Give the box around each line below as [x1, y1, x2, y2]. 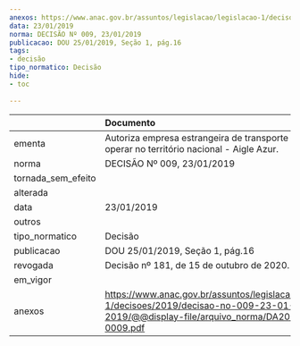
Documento [104, 116, 156, 129]
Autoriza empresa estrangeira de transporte [104, 131, 288, 144]
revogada [13, 258, 54, 271]
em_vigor [13, 274, 52, 286]
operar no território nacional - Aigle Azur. [104, 142, 279, 155]
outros [13, 215, 42, 228]
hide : [9, 72, 29, 80]
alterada [13, 186, 49, 198]
